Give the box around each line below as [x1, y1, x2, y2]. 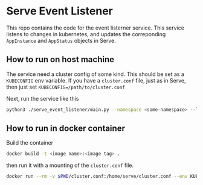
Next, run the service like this [6, 95, 79, 102]
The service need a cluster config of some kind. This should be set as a [6, 71, 184, 78]
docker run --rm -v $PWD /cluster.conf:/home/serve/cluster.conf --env [6, 174, 188, 180]
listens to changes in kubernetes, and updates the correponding [6, 30, 166, 37]
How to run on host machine [6, 54, 115, 64]
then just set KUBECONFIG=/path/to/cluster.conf [6, 83, 125, 90]
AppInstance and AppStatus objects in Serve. [6, 37, 117, 44]
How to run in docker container [6, 124, 126, 134]
